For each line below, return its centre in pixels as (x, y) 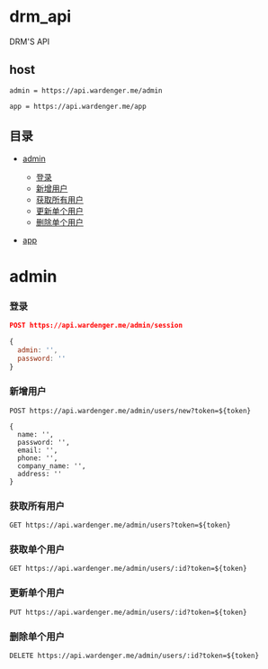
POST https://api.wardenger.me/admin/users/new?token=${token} (130, 411)
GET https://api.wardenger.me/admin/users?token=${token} (120, 525)
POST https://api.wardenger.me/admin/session (96, 326)
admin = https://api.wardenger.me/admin (86, 90)
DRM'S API (30, 41)
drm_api (40, 17)
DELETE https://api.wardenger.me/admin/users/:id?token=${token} (134, 655)
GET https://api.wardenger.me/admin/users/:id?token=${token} (128, 569)
